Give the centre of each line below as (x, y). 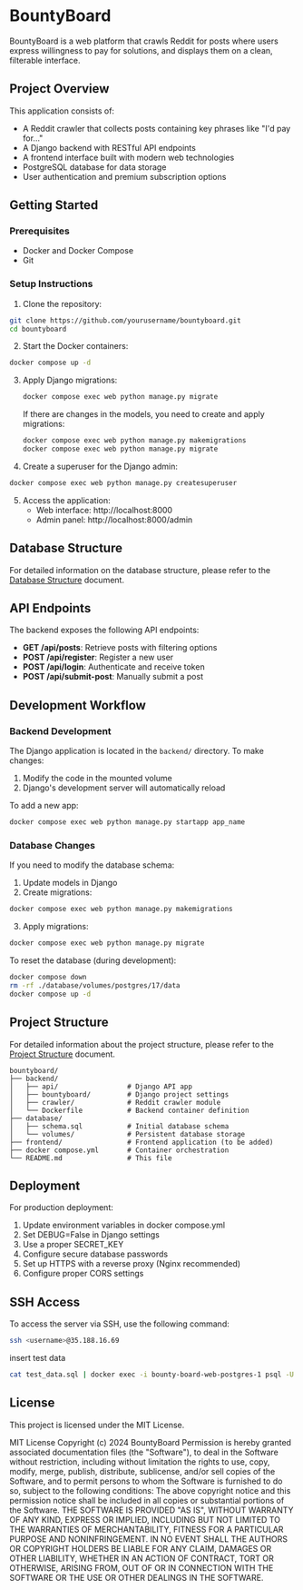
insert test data (38, 1358)
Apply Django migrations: (70, 380)
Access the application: (66, 500)
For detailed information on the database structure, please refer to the (140, 570)
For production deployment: (61, 1207)
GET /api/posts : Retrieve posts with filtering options (120, 648)
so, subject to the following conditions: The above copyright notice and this (150, 1490)
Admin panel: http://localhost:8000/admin (114, 520)
